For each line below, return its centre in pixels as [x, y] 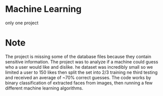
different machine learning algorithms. [44, 88]
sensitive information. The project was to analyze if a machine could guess [82, 62]
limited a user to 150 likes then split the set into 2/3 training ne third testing [81, 72]
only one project [22, 23]
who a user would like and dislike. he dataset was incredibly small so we [79, 67]
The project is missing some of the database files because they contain [78, 56]
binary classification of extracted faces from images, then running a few [79, 83]
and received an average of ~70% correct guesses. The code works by [78, 77]
